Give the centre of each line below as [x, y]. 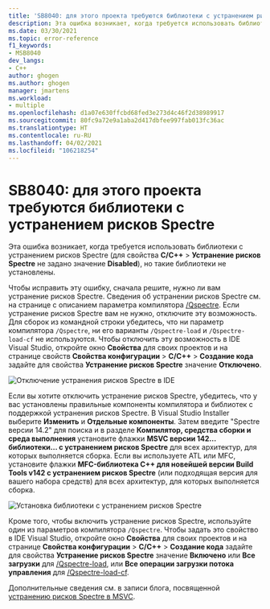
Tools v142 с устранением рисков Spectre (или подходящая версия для [133, 473]
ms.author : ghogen [39, 83]
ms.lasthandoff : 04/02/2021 [55, 143]
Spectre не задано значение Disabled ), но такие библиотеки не [117, 264]
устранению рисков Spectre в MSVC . [72, 597]
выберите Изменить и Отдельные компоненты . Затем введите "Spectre [134, 422]
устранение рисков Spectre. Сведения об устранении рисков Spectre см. [135, 296]
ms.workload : [30, 98]
